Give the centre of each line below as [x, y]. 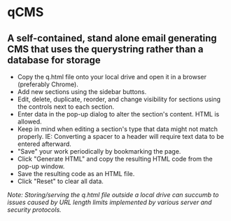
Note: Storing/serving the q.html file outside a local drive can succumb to [113, 195]
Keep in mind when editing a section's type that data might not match [118, 129]
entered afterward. [44, 144]
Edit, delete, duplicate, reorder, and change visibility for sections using [119, 99]
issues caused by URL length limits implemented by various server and [110, 202]
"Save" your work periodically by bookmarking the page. [99, 151]
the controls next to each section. [66, 107]
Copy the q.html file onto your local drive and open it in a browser [112, 77]
